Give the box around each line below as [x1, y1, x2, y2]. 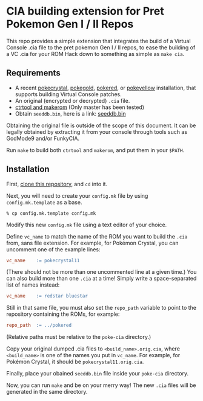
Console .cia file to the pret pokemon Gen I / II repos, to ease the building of [6, 44, 196, 51]
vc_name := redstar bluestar [6, 293, 88, 299]
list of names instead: [6, 281, 60, 288]
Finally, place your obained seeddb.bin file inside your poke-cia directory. [6, 370, 189, 377]
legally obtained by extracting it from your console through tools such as [6, 128, 188, 135]
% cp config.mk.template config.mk [6, 210, 96, 217]
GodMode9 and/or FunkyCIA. [6, 134, 80, 142]
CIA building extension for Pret [6, 4, 165, 18]
